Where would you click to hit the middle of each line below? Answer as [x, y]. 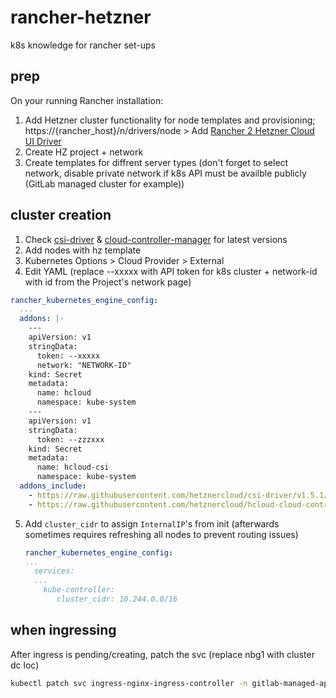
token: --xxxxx [68, 356]
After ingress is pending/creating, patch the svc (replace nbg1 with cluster [162, 654]
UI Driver [43, 141]
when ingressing [63, 630]
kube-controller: [79, 590]
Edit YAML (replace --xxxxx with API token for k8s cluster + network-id [171, 271]
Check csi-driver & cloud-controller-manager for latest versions [156, 239]
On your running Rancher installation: [87, 100]
